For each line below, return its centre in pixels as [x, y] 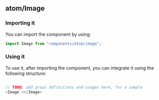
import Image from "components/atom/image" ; [53, 44]
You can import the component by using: [48, 34]
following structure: [26, 73]
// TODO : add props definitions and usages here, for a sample [74, 87]
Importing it [20, 23]
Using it [15, 57]
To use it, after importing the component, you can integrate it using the [80, 68]
